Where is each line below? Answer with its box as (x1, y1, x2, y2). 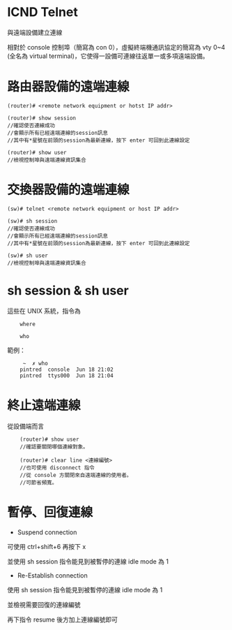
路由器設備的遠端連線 (7, 79, 130, 95)
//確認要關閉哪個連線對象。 (20, 443, 88, 450)
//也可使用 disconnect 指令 (20, 464, 95, 471)
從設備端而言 (7, 422, 44, 430)
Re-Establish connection (17, 571, 88, 580)
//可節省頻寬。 (20, 479, 58, 486)
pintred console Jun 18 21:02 (20, 366, 114, 373)
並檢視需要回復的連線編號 (7, 600, 81, 608)
